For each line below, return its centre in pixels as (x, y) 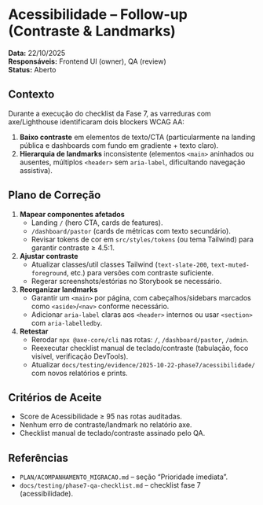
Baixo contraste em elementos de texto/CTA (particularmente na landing (137, 137)
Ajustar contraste (49, 256)
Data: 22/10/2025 (37, 53)
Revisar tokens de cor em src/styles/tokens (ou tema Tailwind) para (142, 239)
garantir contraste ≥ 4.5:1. (73, 247)
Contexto (31, 95)
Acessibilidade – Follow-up (98, 15)
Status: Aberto (32, 69)
